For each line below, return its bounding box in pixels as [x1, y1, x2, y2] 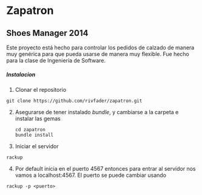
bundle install [15, 132, 54, 138]
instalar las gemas [15, 115, 61, 122]
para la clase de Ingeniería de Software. [6, 57, 106, 64]
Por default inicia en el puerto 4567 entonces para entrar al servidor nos [15, 165, 196, 172]
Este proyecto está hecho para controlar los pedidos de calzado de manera [6, 44, 195, 51]
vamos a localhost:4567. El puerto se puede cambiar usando [15, 171, 167, 179]
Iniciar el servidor [15, 142, 59, 149]
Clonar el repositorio [15, 86, 67, 93]
